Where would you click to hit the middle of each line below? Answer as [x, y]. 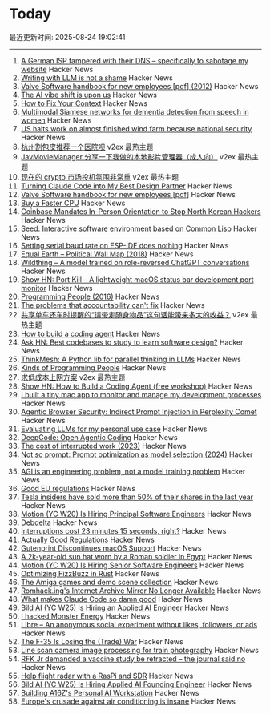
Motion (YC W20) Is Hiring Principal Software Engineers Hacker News [136, 514]
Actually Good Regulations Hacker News [87, 539]
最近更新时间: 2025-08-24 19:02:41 [67, 37]
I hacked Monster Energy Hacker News [85, 616]
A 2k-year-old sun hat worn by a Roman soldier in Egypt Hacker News [136, 556]
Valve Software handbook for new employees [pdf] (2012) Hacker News [139, 86]
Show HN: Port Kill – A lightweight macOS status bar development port [137, 279]
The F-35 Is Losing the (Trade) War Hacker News [102, 641]
